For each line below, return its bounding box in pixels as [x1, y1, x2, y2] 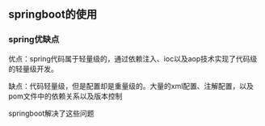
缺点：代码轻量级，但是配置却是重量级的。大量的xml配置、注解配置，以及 [8, 81, 254, 90]
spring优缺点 [8, 34, 60, 45]
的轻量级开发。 [8, 64, 58, 73]
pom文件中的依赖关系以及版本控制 [8, 91, 123, 101]
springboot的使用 [8, 7, 98, 22]
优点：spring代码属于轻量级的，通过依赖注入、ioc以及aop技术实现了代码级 [8, 53, 258, 63]
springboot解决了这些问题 [8, 108, 95, 118]
